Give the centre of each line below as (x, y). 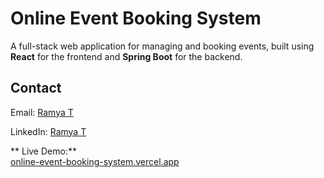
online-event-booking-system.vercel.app (95, 161)
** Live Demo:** (43, 151)
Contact (36, 88)
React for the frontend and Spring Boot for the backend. (126, 56)
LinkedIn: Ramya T (48, 131)
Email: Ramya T (42, 112)
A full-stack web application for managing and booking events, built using (162, 46)
